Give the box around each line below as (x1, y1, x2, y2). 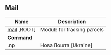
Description (58, 18, 86, 25)
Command (7, 34, 33, 41)
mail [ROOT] (7, 26, 36, 33)
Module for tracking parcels (40, 26, 104, 33)
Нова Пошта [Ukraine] (40, 42, 92, 49)
